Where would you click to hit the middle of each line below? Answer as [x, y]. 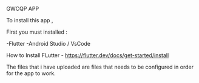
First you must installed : [37, 32]
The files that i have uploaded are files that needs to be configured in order [100, 67]
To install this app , [30, 20]
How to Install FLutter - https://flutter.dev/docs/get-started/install [88, 55]
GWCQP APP [23, 9]
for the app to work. [31, 73]
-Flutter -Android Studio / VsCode [49, 44]
